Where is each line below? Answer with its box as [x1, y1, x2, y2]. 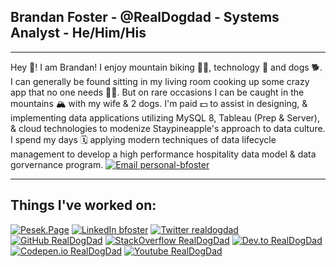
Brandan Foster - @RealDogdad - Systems [10, 9, 280, 26]
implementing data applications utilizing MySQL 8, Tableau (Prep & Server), [10, 111, 320, 124]
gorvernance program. [10, 158, 104, 170]
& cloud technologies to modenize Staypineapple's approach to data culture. [10, 122, 326, 134]
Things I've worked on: [10, 197, 157, 214]
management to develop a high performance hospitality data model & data [10, 148, 317, 160]
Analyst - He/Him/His [10, 25, 147, 42]
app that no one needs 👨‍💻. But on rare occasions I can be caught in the [10, 86, 305, 98]
